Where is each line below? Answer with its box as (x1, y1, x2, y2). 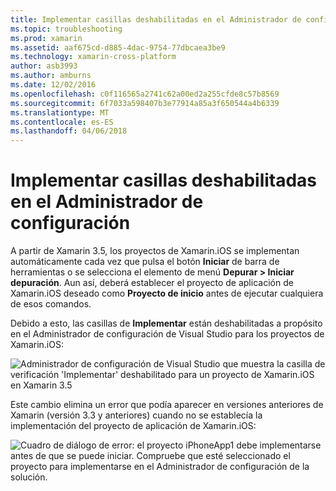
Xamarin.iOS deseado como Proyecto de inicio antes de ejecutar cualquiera (10, 287, 324, 300)
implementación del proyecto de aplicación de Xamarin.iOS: (10, 420, 257, 432)
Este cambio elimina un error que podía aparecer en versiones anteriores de (10, 399, 324, 411)
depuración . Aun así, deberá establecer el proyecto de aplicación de (10, 277, 294, 289)
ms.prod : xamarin (10, 33, 83, 43)
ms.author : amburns (10, 71, 92, 81)
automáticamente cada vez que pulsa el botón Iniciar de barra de (10, 256, 280, 268)
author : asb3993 (10, 61, 78, 71)
